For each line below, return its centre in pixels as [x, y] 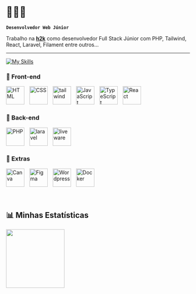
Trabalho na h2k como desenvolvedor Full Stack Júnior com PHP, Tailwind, [96, 38]
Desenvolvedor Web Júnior [37, 28]
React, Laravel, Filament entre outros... [52, 45]
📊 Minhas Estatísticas [47, 215]
